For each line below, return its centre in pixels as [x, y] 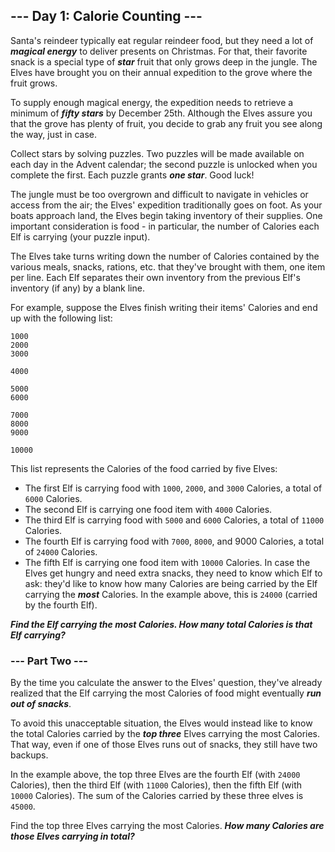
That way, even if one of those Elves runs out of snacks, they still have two [164, 745]
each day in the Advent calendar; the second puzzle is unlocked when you [164, 164]
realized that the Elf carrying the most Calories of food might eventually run [166, 693]
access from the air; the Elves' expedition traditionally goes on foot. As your [166, 205]
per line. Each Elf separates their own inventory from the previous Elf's [155, 277]
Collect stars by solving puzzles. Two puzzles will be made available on [157, 153]
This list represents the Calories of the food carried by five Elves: [144, 468]
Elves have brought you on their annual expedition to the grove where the [161, 72]
